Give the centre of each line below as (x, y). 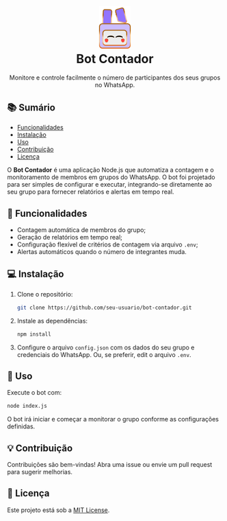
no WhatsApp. (115, 85)
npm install (34, 334)
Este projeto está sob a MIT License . (58, 510)
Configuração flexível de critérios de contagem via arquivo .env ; (107, 244)
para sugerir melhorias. (40, 472)
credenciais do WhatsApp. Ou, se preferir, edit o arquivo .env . (104, 354)
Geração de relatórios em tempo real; (70, 238)
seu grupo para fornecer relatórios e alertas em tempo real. (91, 192)
